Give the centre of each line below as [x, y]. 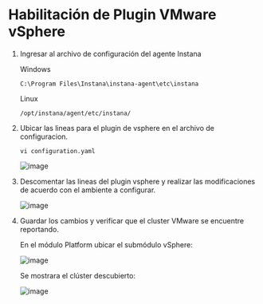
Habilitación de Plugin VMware [112, 15]
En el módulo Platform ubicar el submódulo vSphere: [106, 244]
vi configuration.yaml [57, 151]
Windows [35, 69]
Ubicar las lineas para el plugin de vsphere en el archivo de [117, 128]
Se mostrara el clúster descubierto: [77, 275]
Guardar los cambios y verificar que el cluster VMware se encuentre [132, 220]
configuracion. [44, 136]
